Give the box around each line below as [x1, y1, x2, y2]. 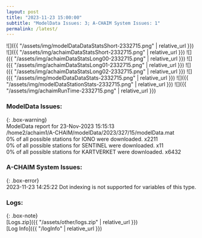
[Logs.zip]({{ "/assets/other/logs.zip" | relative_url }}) [6, 219, 138, 226]
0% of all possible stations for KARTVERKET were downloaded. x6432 [6, 148, 181, 155]
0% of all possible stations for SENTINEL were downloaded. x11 [6, 141, 164, 149]
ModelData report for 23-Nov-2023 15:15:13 [6, 122, 115, 130]
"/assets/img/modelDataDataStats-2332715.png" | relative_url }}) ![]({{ [14, 74, 189, 82]
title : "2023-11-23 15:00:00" [6, 14, 83, 21]
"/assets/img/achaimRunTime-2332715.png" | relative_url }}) [6, 87, 156, 94]
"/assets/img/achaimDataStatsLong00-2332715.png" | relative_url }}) [14, 55, 186, 62]
